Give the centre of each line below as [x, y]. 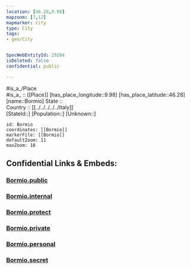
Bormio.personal [31, 244]
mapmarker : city [26, 23]
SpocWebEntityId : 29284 [36, 55]
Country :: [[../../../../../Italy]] [40, 107]
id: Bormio [20, 124]
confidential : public [33, 66]
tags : [13, 34]
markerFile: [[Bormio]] [36, 135]
